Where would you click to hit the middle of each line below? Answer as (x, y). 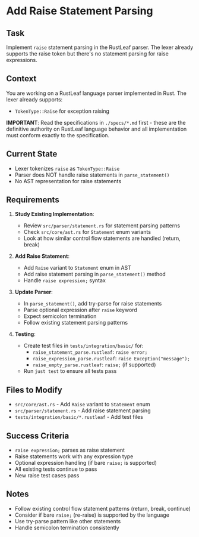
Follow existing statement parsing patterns (76, 323)
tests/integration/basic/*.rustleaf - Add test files (79, 417)
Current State (32, 154)
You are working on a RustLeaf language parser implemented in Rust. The (97, 93)
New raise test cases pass (47, 476)
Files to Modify (34, 390)
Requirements (33, 200)
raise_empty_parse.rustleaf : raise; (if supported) (94, 365)
